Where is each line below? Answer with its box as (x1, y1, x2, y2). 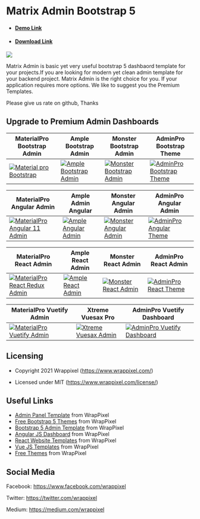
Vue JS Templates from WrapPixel (14, 443, 99, 450)
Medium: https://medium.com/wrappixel (6, 506, 105, 513)
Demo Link (14, 24, 42, 31)
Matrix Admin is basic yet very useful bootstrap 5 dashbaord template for (6, 62, 186, 69)
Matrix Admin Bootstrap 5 (6, 4, 136, 18)
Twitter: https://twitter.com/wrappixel (6, 495, 97, 502)
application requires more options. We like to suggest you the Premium (6, 81, 180, 88)
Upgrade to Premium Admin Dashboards (6, 116, 159, 127)
